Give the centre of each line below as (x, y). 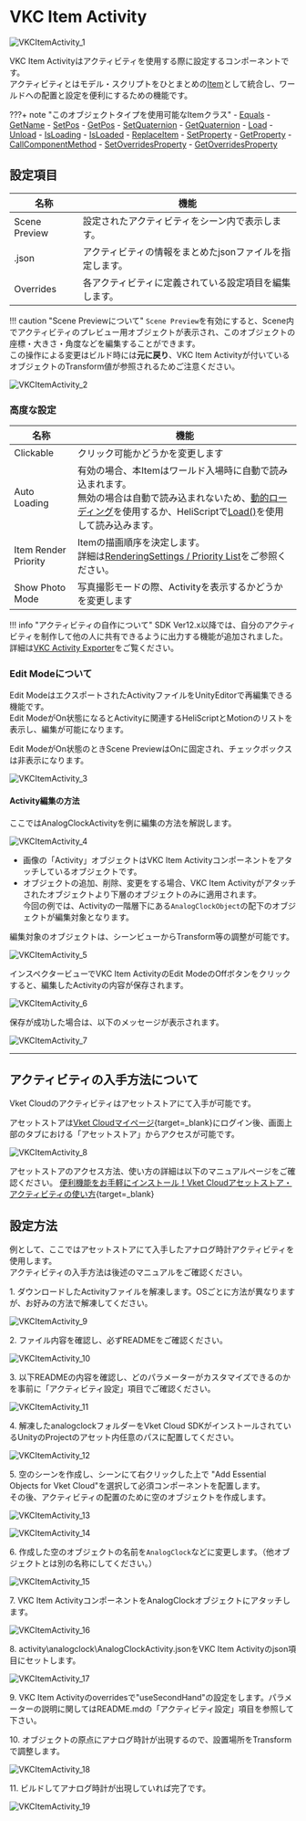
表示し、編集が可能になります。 (69, 730)
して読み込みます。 (118, 525)
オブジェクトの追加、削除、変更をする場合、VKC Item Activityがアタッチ (159, 882)
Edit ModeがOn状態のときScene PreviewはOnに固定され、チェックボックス (151, 749)
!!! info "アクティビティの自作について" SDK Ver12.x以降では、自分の (137, 625)
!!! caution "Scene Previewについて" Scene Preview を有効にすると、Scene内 (152, 321)
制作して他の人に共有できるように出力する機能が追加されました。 (164, 637)
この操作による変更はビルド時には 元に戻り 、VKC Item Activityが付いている (150, 354)
